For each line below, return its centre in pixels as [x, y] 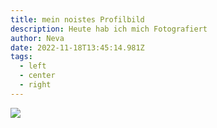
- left [33, 66]
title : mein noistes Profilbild [77, 19]
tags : [21, 57]
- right [35, 85]
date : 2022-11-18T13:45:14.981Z [77, 47]
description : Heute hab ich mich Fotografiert [109, 29]
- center [37, 76]
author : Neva [37, 38]
